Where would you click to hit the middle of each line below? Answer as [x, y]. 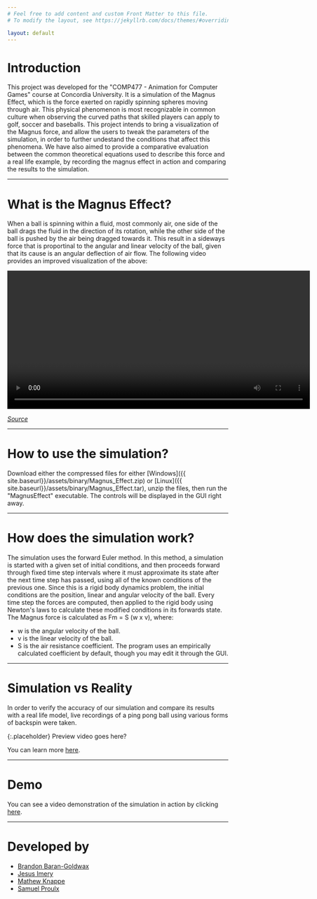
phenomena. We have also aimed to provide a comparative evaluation [108, 147]
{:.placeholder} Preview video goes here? [67, 736]
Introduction [44, 68]
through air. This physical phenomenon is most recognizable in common [112, 110]
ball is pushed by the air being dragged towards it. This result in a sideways [116, 239]
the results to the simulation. [48, 169]
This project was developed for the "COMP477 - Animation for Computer [113, 87]
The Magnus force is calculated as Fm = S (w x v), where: [90, 617]
